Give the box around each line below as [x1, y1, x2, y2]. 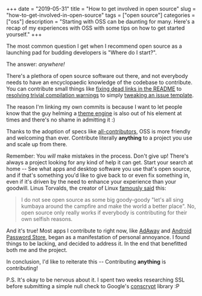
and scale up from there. [6, 141, 68, 147]
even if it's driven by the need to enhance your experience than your [6, 178, 177, 185]
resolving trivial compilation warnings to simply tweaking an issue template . [6, 92, 194, 98]
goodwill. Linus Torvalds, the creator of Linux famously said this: [6, 184, 166, 191]
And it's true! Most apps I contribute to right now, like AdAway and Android [6, 227, 192, 234]
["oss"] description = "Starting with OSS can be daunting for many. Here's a [6, 18, 195, 25]
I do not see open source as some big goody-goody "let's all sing [21, 196, 184, 203]
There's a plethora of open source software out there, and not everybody [6, 72, 188, 79]
